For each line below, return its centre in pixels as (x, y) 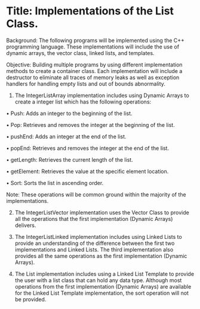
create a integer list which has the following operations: (83, 102)
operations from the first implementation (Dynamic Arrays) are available (103, 286)
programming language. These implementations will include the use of (93, 47)
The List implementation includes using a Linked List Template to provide (104, 274)
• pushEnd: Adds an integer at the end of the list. (66, 137)
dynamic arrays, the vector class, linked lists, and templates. (80, 53)
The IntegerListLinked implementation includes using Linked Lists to (98, 237)
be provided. (30, 299)
